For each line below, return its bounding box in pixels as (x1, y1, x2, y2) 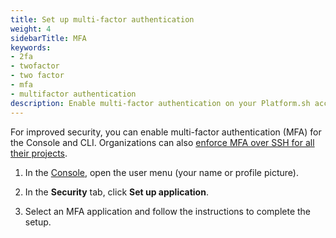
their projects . (10, 147, 68, 159)
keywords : (10, 42, 52, 53)
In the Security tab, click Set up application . (24, 186, 209, 198)
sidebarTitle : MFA (10, 33, 87, 43)
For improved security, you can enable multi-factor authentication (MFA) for (10, 126, 322, 138)
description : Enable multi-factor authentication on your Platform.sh (10, 98, 311, 108)
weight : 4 (10, 24, 52, 34)
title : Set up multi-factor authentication (10, 14, 195, 25)
